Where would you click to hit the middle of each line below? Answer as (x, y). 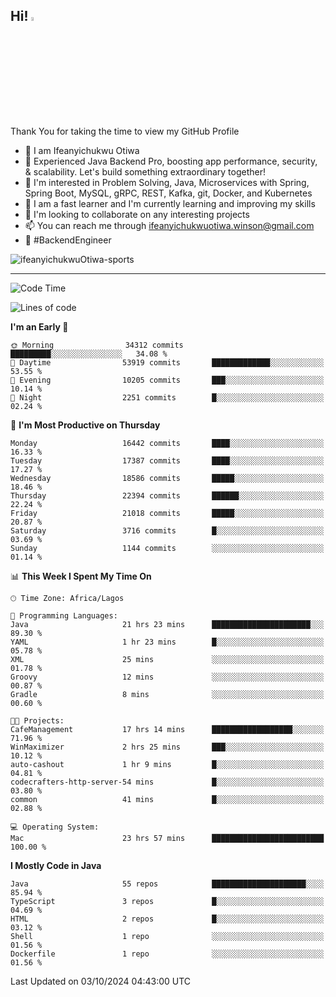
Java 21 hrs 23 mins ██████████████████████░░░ (167, 624)
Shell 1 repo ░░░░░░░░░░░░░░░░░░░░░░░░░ (167, 936)
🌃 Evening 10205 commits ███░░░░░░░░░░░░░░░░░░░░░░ (167, 380)
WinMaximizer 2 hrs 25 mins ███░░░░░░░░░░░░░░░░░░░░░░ (167, 747)
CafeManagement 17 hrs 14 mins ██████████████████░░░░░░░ (167, 729)
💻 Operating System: (55, 827)
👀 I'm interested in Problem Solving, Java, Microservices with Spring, (167, 182)
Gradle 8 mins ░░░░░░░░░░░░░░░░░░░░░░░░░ (167, 694)
